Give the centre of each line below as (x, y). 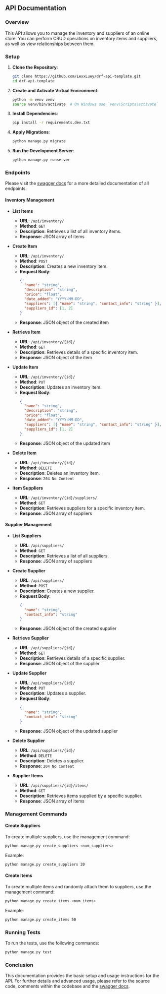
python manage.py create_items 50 (41, 920)
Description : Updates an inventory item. (61, 387)
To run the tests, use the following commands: (52, 943)
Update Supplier (29, 673)
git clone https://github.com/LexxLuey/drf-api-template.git (77, 76)
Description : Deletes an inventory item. (60, 473)
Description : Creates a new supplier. (57, 591)
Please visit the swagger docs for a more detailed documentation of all (77, 184)
